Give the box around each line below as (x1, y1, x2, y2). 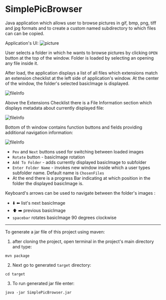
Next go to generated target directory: (12, 262, 91, 268)
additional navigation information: (5, 129, 73, 135)
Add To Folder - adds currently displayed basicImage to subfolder (12, 159, 147, 165)
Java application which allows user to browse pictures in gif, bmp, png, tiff (5, 20, 157, 26)
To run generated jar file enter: (12, 280, 75, 286)
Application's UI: (5, 40, 39, 46)
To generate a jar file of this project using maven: (5, 228, 105, 234)
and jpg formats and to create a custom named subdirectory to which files (5, 25, 156, 31)
